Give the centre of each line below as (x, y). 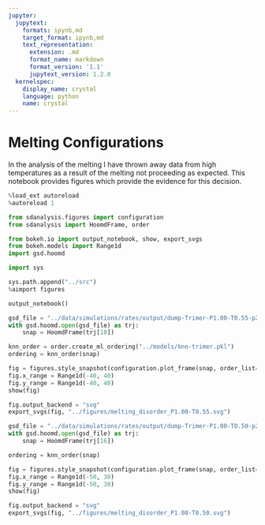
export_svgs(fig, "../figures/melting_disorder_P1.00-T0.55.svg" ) (119, 412)
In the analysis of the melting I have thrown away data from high (112, 165)
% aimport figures (37, 289)
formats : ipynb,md (52, 30)
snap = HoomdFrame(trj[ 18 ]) (68, 332)
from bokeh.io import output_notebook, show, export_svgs (105, 239)
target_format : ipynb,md (63, 37)
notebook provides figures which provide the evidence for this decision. (125, 182)
